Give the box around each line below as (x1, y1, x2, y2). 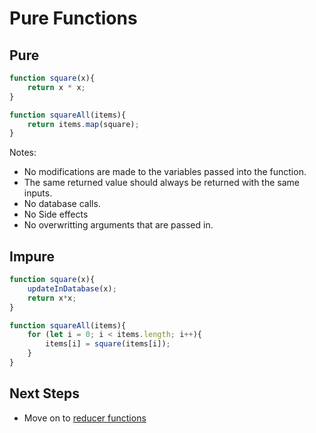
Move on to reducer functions (23, 412, 147, 424)
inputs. (23, 187, 53, 199)
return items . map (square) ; (27, 119, 140, 129)
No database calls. (23, 198, 101, 210)
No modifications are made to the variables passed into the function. (23, 166, 307, 178)
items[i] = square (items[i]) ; (45, 339, 171, 349)
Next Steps (9, 385, 80, 402)
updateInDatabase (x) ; (27, 283, 117, 294)
